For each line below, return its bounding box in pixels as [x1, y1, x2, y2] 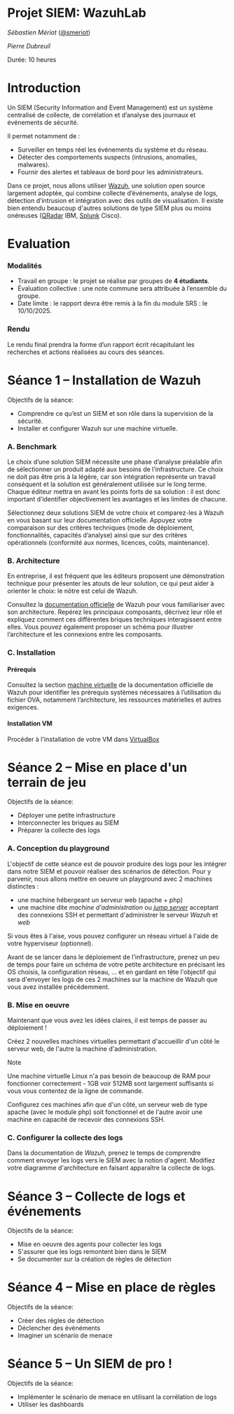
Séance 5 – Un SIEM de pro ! [7, 1356, 173, 1372]
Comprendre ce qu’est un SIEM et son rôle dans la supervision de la [17, 409, 214, 417]
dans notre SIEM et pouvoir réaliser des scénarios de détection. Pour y [7, 867, 212, 875]
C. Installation [7, 648, 56, 657]
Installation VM [7, 719, 53, 728]
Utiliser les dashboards [17, 1400, 84, 1409]
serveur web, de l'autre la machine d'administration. [7, 1045, 158, 1053]
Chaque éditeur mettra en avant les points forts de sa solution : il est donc [7, 487, 221, 496]
